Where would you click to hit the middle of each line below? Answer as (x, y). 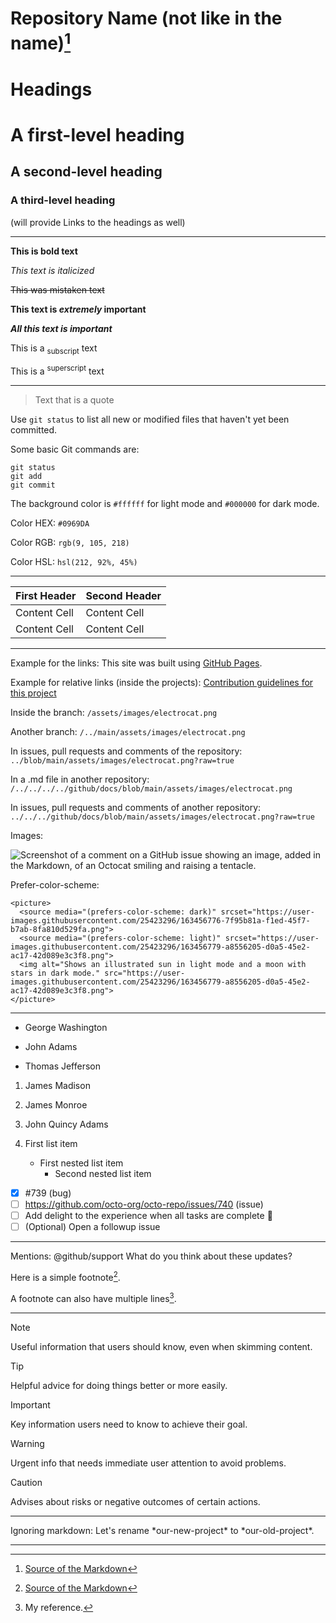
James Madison (57, 1086)
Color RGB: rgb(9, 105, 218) (70, 543)
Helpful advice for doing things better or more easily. (119, 1385)
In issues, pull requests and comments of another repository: (136, 808)
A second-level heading (86, 172)
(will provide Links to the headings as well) (98, 222)
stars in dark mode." (55, 973)
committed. (34, 430)
